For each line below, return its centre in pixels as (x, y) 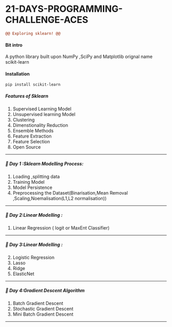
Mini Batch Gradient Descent (43, 314)
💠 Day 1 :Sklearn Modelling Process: (44, 163)
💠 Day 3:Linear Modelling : (34, 244)
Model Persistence (33, 187)
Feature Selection (31, 142)
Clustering (24, 120)
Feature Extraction (32, 136)
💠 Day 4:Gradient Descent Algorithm (45, 290)
